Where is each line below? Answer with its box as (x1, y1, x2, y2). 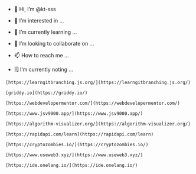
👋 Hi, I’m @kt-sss (14, 6, 57, 12)
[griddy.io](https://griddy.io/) (5, 90, 88, 96)
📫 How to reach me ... (14, 52, 69, 59)
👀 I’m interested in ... (14, 17, 64, 24)
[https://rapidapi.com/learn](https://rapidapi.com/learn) (5, 131, 154, 137)
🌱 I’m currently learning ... (14, 28, 77, 36)
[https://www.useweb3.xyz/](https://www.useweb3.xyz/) (5, 152, 143, 158)
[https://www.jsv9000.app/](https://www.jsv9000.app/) (5, 111, 143, 117)
